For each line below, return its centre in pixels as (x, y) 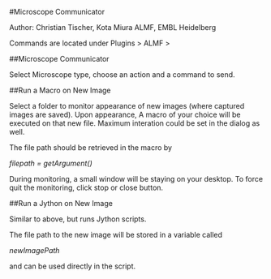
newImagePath (34, 250)
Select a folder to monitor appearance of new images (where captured (127, 106)
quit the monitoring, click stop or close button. (86, 187)
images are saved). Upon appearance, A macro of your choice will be (125, 114)
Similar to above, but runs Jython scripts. (78, 219)
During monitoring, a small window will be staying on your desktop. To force (136, 179)
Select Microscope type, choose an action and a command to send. (122, 75)
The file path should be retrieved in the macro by (91, 148)
